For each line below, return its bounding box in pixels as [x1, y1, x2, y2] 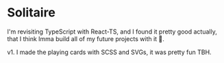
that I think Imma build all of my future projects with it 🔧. [7, 34, 164, 42]
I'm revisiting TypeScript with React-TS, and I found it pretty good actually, [7, 27, 217, 36]
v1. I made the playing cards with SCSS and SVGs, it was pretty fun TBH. [7, 48, 212, 56]
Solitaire [7, 5, 56, 21]
